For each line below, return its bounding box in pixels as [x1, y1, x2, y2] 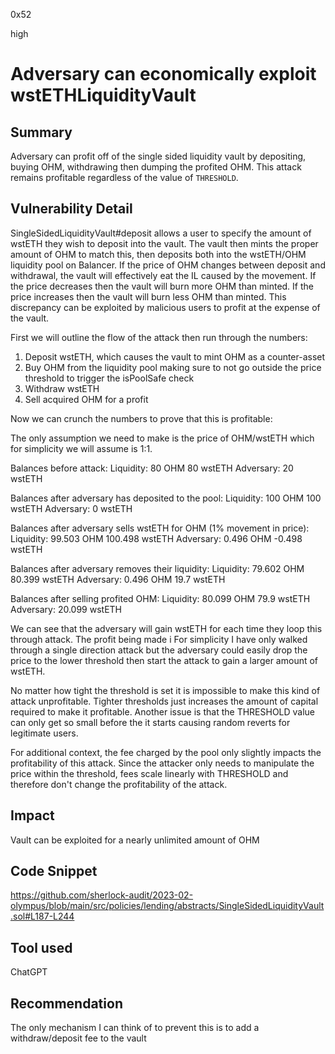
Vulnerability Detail [10, 200, 133, 218]
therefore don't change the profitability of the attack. [10, 778, 228, 790]
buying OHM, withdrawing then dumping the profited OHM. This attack [10, 161, 302, 173]
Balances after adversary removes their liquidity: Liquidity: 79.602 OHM [10, 562, 305, 574]
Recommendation [10, 995, 123, 1012]
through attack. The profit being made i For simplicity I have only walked [10, 633, 308, 645]
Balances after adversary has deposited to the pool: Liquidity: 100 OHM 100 [10, 492, 322, 504]
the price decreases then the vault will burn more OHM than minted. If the [10, 280, 314, 292]
